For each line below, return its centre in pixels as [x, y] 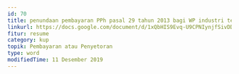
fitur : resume [28, 33]
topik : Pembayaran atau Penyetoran [60, 47]
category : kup [28, 40]
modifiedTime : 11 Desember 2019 [55, 60]
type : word [23, 54]
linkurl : [20, 27]
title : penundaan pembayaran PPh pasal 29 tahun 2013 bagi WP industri [116, 20]
